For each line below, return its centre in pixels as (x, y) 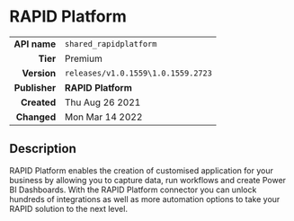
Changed (36, 117)
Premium (84, 58)
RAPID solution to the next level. (69, 208)
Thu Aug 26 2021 (102, 102)
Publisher (35, 87)
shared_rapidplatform (111, 44)
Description (43, 149)
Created (39, 102)
